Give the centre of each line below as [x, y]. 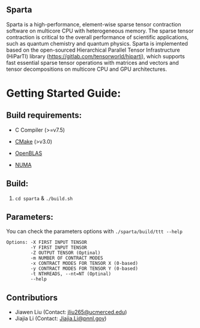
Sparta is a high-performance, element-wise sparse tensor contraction [94, 24]
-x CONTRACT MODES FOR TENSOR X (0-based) [84, 264]
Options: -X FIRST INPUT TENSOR [47, 243]
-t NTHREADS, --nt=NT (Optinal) [71, 274]
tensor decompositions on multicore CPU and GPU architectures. [86, 69]
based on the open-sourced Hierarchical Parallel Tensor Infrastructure [93, 50]
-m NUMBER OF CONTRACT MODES [67, 258]
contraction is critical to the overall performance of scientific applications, [98, 37]
